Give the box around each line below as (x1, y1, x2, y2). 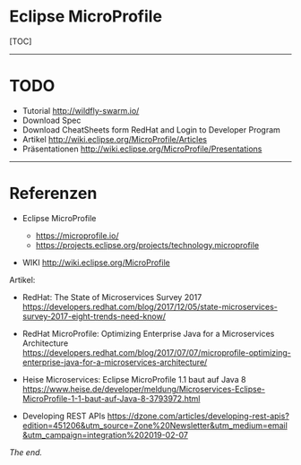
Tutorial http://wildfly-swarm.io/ (21, 105, 140, 116)
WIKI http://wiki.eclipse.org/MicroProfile (21, 257, 170, 268)
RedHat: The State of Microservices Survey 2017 (21, 291, 202, 302)
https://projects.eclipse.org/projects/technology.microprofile (35, 239, 260, 250)
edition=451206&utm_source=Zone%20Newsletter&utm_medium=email (21, 419, 288, 431)
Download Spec (21, 115, 82, 125)
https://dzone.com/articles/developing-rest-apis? (107, 410, 289, 421)
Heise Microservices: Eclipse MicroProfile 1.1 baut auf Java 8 (21, 374, 246, 384)
